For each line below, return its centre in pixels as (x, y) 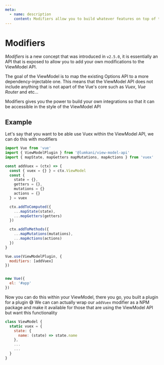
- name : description (30, 14)
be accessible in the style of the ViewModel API (53, 107)
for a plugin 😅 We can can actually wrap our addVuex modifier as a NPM (77, 302)
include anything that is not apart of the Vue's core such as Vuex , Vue (75, 87)
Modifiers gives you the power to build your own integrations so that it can (80, 101)
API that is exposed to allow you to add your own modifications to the (75, 62)
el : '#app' (20, 283)
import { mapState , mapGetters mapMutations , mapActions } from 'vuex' (79, 157)
